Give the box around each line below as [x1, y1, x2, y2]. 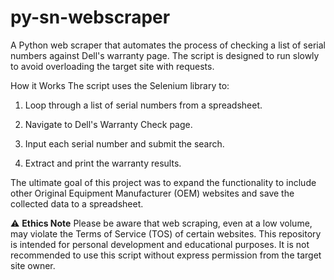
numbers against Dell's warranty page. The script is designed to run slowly [10, 49, 320, 61]
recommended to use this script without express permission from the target [10, 249, 322, 261]
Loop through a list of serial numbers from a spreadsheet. [24, 99, 263, 111]
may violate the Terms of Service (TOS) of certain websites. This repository [10, 227, 322, 240]
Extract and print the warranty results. [24, 157, 182, 169]
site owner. [10, 259, 56, 271]
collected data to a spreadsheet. [10, 197, 144, 210]
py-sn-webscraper [10, 6, 171, 29]
